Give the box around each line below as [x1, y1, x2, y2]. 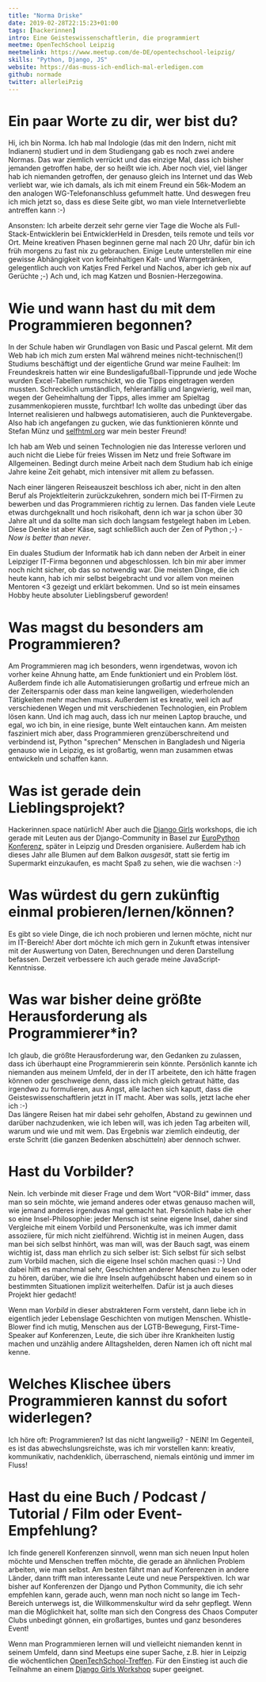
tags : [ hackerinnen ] [8, 26, 77, 34]
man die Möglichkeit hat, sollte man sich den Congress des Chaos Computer [8, 1607, 258, 1616]
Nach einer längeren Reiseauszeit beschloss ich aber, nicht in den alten [8, 483, 241, 492]
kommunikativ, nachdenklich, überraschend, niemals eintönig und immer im [8, 1452, 255, 1461]
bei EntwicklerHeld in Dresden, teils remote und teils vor [70, 229, 255, 239]
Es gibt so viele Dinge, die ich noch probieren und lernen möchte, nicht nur [8, 929, 253, 939]
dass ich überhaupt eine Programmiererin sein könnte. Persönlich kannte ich [8, 1059, 257, 1068]
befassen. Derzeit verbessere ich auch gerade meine [8, 954, 181, 964]
